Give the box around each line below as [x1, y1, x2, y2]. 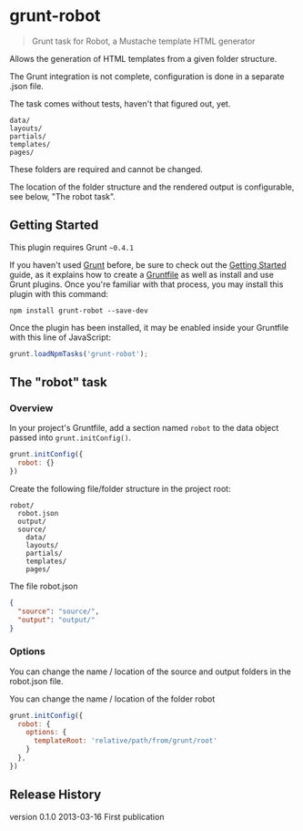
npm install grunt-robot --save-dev [9, 306, 148, 315]
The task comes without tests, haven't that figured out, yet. [9, 97, 231, 109]
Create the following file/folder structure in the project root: [9, 483, 231, 494]
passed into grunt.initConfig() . [9, 432, 132, 443]
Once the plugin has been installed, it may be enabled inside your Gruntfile [9, 322, 289, 333]
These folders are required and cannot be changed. [9, 163, 203, 174]
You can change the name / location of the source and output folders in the [9, 666, 291, 677]
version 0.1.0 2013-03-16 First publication [9, 811, 165, 822]
